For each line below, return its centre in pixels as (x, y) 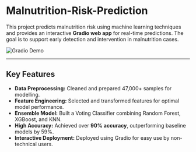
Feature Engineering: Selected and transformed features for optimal (97, 101)
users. (45, 144)
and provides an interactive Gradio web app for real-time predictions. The (95, 33)
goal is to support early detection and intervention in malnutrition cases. (92, 39)
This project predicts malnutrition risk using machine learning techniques (94, 27)
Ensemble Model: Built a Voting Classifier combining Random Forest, (97, 113)
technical (25, 144)
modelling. (27, 94)
